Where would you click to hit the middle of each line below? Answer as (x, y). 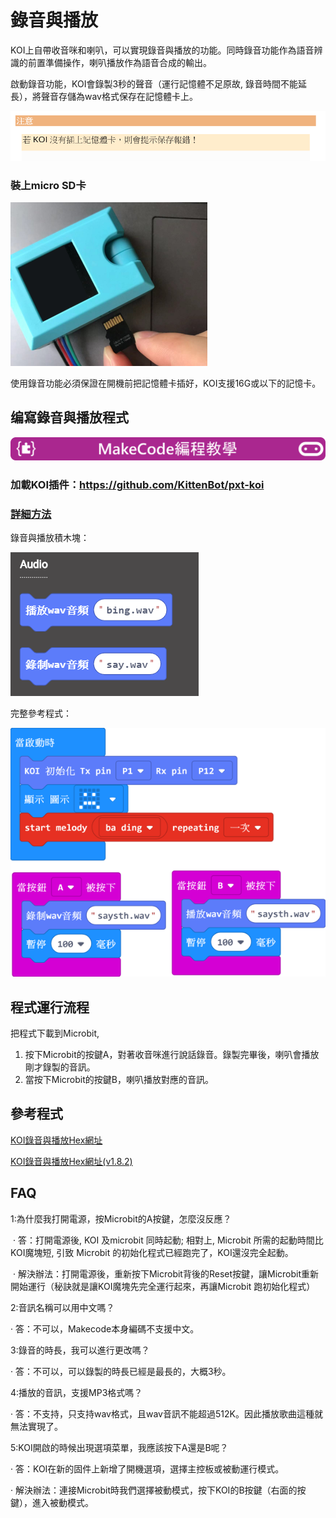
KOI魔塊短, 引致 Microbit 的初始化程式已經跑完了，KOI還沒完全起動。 (152, 1252)
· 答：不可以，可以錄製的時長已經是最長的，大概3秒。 (121, 1371)
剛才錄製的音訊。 (60, 1067)
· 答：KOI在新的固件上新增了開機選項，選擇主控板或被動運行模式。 (147, 1468)
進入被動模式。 (62, 1502)
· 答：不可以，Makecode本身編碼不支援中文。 (105, 1328)
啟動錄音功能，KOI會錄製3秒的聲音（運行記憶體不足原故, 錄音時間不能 (154, 83)
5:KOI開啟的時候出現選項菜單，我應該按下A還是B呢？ (119, 1447)
